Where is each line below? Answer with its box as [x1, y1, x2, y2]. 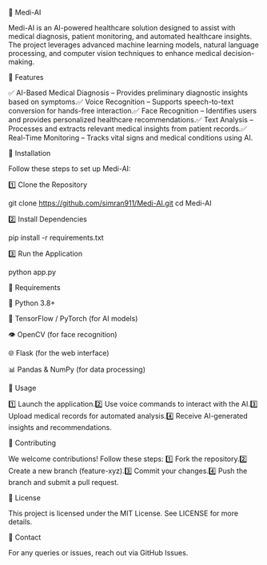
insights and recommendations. [8, 423, 112, 432]
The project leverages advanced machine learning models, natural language [8, 40, 260, 50]
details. [8, 517, 33, 527]
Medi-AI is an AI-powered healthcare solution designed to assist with [8, 23, 236, 32]
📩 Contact [8, 532, 42, 542]
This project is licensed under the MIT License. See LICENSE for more [8, 508, 238, 518]
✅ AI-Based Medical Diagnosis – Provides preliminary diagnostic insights [8, 88, 249, 97]
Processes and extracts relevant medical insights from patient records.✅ [8, 124, 248, 133]
